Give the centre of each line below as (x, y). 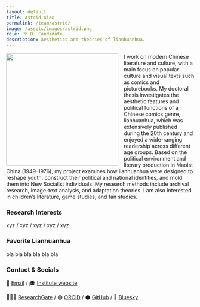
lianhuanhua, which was (153, 120)
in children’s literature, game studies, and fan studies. (72, 197)
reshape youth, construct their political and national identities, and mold (94, 178)
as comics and (142, 82)
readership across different (157, 146)
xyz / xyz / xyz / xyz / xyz (38, 225)
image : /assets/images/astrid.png (49, 28)
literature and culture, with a (158, 63)
